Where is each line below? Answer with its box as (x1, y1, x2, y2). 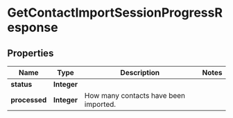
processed (10, 95, 47, 105)
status (10, 80, 33, 89)
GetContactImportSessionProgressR (7, 5, 223, 21)
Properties (7, 47, 54, 59)
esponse (7, 19, 58, 35)
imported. (84, 99, 116, 109)
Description (120, 68, 160, 77)
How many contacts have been (84, 91, 186, 100)
